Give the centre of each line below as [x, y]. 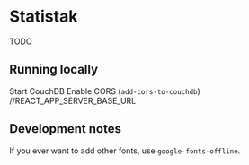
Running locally [54, 69]
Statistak [44, 17]
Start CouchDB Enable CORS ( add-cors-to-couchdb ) [105, 91]
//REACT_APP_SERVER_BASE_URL [73, 100]
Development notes [65, 129]
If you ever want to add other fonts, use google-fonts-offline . [125, 151]
